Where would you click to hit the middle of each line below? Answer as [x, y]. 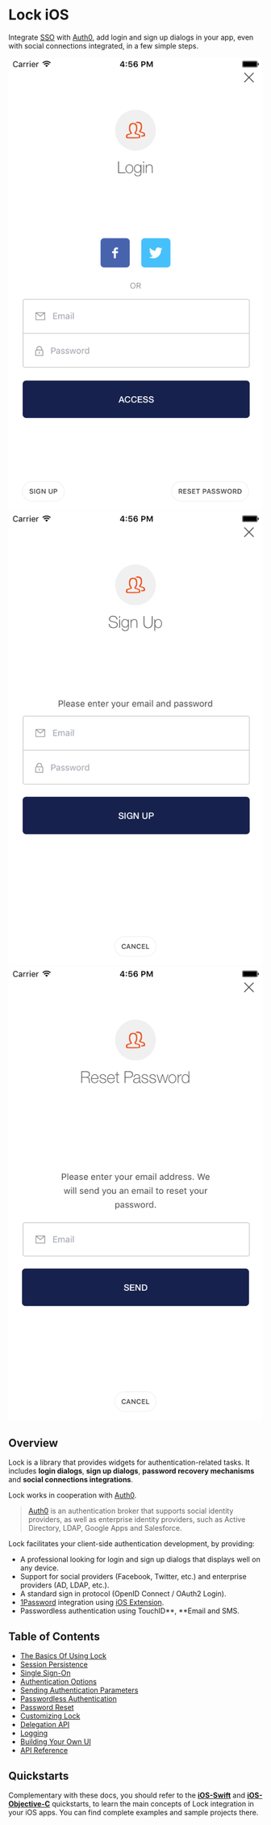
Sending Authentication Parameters [79, 1690]
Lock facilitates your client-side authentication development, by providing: [131, 1544]
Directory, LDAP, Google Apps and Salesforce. [105, 1528]
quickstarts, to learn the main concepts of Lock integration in [153, 1804]
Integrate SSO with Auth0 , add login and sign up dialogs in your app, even [131, 37]
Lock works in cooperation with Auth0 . [73, 1495]
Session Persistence [54, 1665]
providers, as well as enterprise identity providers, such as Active [137, 1519]
